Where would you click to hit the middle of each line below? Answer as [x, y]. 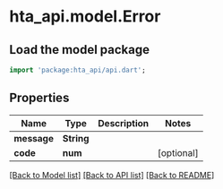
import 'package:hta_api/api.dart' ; [77, 70]
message [34, 138]
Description [124, 123]
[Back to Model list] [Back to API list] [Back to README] [112, 175]
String [76, 138]
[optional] [178, 152]
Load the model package [80, 50]
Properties [39, 98]
